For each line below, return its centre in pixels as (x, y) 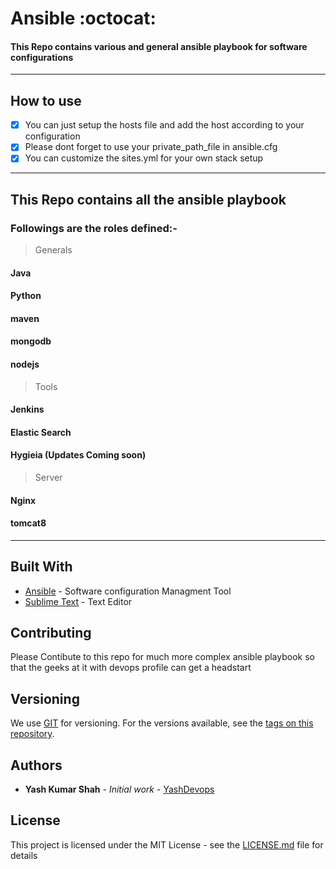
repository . (32, 734)
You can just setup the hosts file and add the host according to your (164, 125)
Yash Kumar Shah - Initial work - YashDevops (119, 789)
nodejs (25, 364)
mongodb (31, 341)
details (24, 855)
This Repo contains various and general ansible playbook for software (159, 46)
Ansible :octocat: (83, 18)
